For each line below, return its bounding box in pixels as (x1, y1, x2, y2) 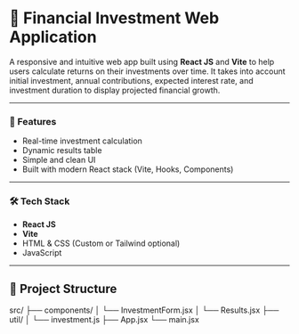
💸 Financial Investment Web (9, 8, 220, 29)
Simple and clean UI (21, 155, 96, 166)
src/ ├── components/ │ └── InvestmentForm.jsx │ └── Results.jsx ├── (9, 305, 279, 315)
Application (9, 27, 97, 47)
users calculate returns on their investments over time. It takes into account (9, 66, 287, 77)
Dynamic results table (21, 145, 102, 156)
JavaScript (21, 247, 62, 257)
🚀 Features (9, 115, 57, 127)
